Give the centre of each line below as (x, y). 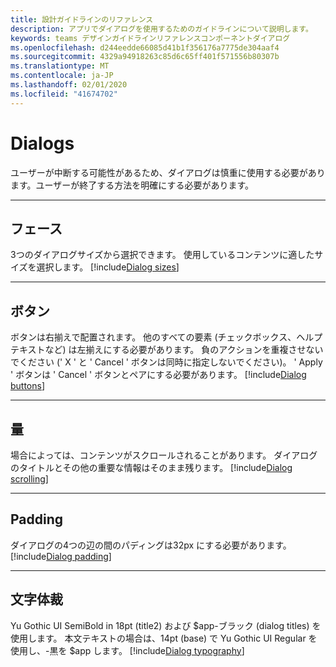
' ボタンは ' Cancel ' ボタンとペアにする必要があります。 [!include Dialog (158, 375)
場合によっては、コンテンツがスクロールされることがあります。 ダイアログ (164, 455)
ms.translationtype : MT (60, 66)
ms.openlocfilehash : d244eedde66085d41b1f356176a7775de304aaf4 (145, 47)
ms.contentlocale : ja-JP (62, 76)
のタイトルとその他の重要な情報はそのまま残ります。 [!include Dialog (151, 467)
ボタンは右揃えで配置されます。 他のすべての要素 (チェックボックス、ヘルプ (166, 337)
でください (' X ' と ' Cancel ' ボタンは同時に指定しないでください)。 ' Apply (166, 362)
